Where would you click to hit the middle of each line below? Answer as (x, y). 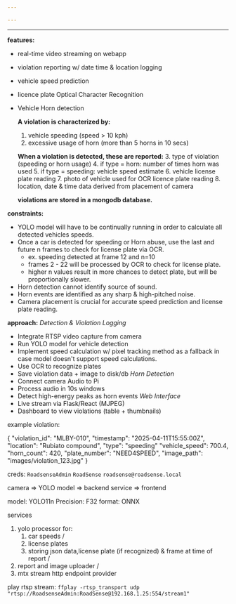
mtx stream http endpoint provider (67, 573)
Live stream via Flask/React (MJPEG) (71, 403)
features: (21, 40)
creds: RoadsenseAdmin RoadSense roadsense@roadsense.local (94, 474)
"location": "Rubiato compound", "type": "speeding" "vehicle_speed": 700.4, (118, 445)
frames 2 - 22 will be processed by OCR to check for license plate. (124, 264)
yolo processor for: (45, 528)
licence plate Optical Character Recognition (80, 94)
